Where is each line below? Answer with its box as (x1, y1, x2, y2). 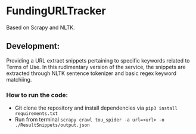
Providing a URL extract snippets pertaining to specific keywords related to (6, 57, 190, 64)
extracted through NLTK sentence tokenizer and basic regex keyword (6, 70, 177, 77)
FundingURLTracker (6, 4, 106, 18)
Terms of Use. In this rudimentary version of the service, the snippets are (6, 63, 186, 70)
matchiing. (6, 76, 32, 83)
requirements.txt (14, 111, 58, 117)
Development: (6, 41, 60, 51)
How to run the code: (6, 91, 69, 99)
